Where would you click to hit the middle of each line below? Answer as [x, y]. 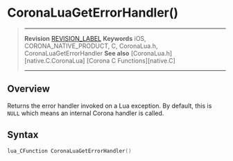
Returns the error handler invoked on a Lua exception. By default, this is [110, 105]
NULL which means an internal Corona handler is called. [86, 113]
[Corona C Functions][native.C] [131, 60]
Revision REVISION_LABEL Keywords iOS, [85, 38]
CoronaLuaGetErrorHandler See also [77, 53]
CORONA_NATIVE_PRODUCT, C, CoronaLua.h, [91, 46]
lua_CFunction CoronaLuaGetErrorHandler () [69, 151]
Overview [29, 89]
